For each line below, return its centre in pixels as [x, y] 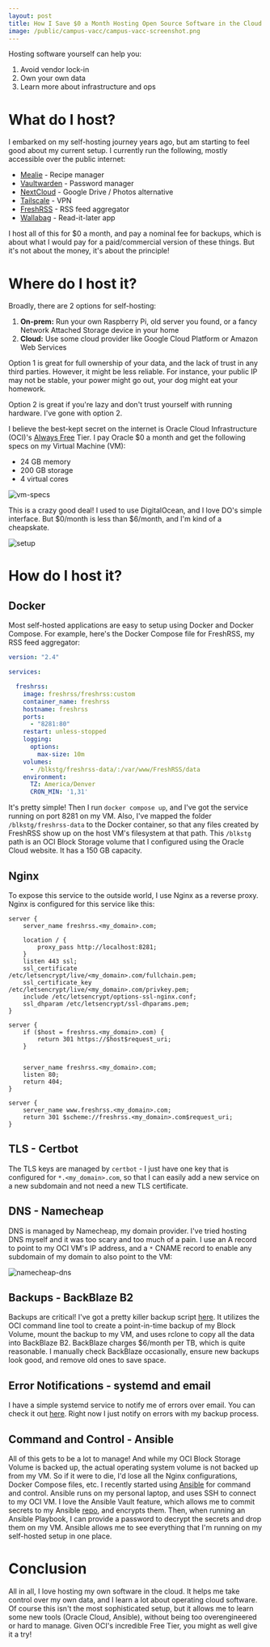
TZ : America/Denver [62, 785]
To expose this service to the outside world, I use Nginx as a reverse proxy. [133, 895]
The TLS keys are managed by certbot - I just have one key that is [118, 1168]
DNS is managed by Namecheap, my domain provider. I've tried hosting [127, 1231]
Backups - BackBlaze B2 [71, 1298]
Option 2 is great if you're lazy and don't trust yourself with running [120, 405]
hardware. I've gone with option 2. [65, 413]
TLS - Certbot [43, 1149]
